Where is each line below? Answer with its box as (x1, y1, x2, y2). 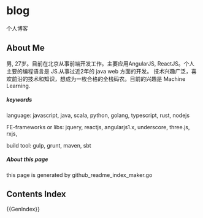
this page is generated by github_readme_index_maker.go (6, 171, 153, 178)
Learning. (6, 82, 31, 89)
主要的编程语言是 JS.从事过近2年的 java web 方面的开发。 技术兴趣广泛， (6, 67, 191, 75)
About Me (6, 43, 45, 53)
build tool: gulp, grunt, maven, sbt (6, 141, 91, 149)
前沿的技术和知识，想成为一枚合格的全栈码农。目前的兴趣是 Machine (11, 75, 186, 83)
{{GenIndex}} (6, 205, 40, 212)
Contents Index (6, 189, 66, 200)
